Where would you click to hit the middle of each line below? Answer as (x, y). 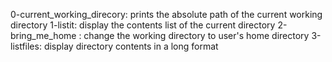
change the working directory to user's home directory (196, 35)
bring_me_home (43, 35)
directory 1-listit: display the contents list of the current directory (143, 25)
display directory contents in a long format (131, 46)
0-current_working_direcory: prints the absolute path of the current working (166, 14)
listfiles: (26, 46)
